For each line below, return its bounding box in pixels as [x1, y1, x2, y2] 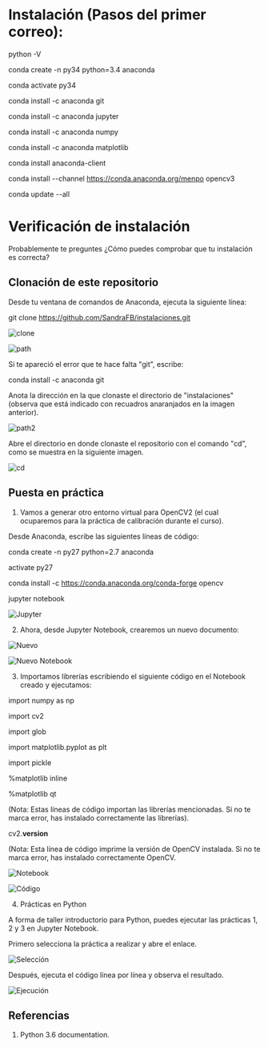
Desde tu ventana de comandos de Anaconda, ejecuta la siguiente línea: [8, 297, 246, 307]
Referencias [8, 1008, 70, 1022]
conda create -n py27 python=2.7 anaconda [8, 547, 154, 556]
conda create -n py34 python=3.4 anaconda [8, 64, 155, 74]
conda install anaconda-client [8, 158, 106, 168]
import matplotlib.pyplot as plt [8, 742, 107, 752]
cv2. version [8, 829, 49, 838]
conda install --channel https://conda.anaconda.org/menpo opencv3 [8, 173, 235, 183]
